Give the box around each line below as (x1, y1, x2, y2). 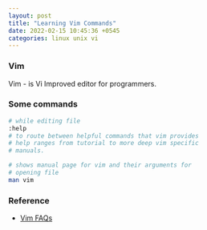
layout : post (8, 11, 52, 20)
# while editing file (8, 117, 81, 125)
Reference (8, 195, 50, 206)
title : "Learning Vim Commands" (8, 19, 116, 27)
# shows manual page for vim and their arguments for (8, 161, 193, 169)
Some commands (8, 99, 78, 110)
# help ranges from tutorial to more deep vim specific (8, 139, 199, 147)
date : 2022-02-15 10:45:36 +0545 (8, 26, 120, 34)
